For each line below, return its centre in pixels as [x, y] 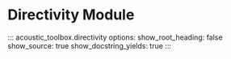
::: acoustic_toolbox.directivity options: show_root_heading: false [115, 37]
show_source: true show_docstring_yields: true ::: [89, 45]
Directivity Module [71, 15]
